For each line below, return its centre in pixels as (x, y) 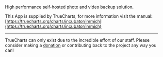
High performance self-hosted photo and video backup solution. (69, 7)
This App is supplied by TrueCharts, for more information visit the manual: (79, 16)
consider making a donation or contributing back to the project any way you (81, 45)
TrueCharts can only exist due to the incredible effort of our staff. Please (77, 40)
